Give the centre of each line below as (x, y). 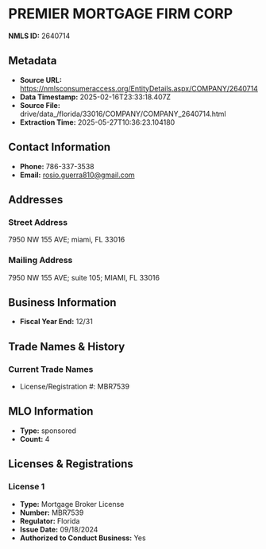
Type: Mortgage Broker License (72, 504)
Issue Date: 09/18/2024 (59, 529)
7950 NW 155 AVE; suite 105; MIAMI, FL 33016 (84, 277)
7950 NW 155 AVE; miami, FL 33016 (67, 240)
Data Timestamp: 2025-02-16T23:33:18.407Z (95, 97)
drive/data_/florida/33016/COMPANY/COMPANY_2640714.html (123, 114)
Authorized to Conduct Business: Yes (83, 538)
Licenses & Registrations (71, 464)
